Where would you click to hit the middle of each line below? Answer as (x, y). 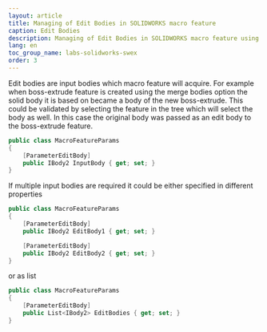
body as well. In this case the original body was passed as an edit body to (130, 117)
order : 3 (23, 61)
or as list (22, 276)
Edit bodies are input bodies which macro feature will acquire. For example (131, 83)
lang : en (23, 46)
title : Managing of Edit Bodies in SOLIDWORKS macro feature (112, 23)
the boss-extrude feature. (51, 126)
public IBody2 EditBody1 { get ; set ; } (89, 231)
